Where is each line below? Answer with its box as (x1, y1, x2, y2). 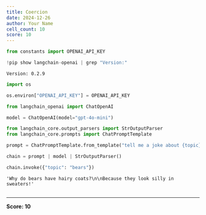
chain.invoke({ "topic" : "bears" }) (6, 164, 95, 170)
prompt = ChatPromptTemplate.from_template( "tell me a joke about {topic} (6, 142, 202, 149)
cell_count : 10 (6, 26, 45, 32)
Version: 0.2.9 (6, 70, 45, 77)
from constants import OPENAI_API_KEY (6, 48, 105, 55)
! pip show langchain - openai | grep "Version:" (6, 59, 128, 66)
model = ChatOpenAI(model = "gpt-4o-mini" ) (6, 115, 114, 121)
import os (6, 81, 32, 88)
